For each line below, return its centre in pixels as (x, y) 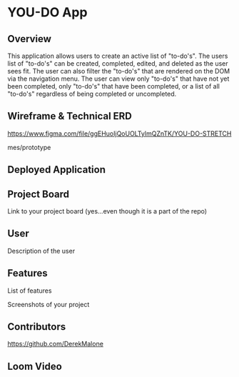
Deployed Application (56, 170)
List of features (30, 291)
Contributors (37, 327)
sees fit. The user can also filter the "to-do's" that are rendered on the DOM (119, 71)
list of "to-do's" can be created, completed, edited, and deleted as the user (118, 64)
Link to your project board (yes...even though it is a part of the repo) (107, 211)
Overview (30, 39)
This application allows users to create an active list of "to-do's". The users (118, 56)
